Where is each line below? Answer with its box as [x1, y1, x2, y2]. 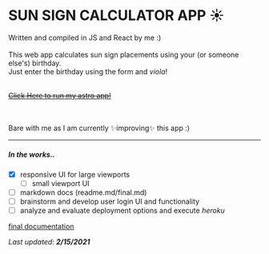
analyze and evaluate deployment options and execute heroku [19, 206, 226, 216]
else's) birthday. [8, 58, 62, 68]
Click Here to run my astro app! [8, 90, 111, 100]
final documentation [8, 222, 74, 232]
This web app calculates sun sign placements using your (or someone [8, 50, 239, 59]
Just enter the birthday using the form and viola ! [8, 66, 168, 76]
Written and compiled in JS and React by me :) [8, 33, 162, 42]
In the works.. [8, 149, 55, 159]
